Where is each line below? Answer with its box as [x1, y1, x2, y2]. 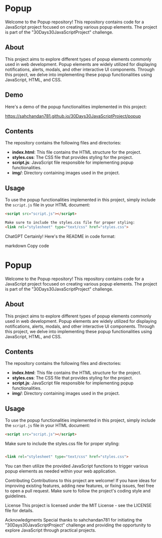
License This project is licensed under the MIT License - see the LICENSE [5, 502, 152, 508]
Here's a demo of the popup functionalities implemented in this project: [5, 104, 147, 110]
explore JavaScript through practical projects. [5, 527, 96, 533]
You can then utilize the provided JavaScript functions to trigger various [5, 463, 148, 469]
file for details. [5, 507, 34, 513]
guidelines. [5, 493, 27, 499]
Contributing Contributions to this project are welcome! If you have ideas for [5, 477, 157, 483]
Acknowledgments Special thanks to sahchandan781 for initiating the [5, 517, 143, 522]
